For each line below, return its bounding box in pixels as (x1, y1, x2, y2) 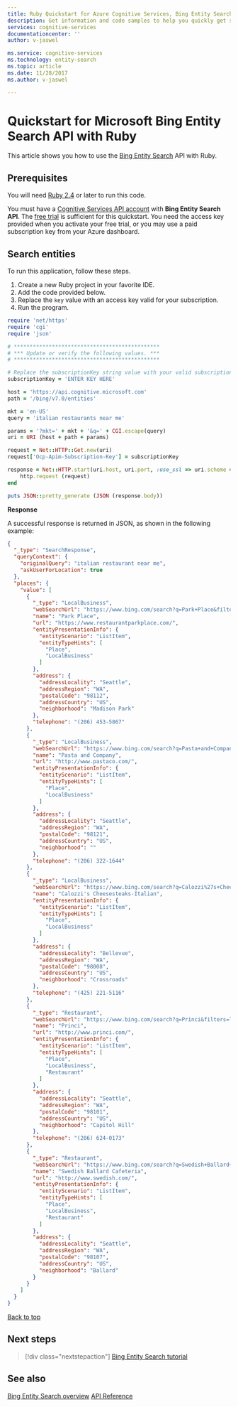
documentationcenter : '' (7, 30, 81, 38)
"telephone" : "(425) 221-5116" (33, 989, 125, 997)
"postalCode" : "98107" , (38, 1254, 110, 1261)
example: (7, 527, 34, 535)
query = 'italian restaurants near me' (7, 414, 125, 421)
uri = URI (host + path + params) (7, 434, 110, 441)
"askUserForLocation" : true (20, 566, 103, 574)
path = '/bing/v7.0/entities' (7, 395, 97, 402)
